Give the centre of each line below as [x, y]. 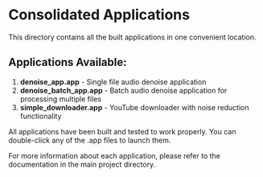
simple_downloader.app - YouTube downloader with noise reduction [134, 107]
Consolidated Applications [99, 15]
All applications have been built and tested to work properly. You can [122, 131]
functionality [41, 116]
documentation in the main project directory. [82, 164]
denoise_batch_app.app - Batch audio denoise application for [123, 90]
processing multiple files [61, 99]
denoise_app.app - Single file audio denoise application [113, 81]
